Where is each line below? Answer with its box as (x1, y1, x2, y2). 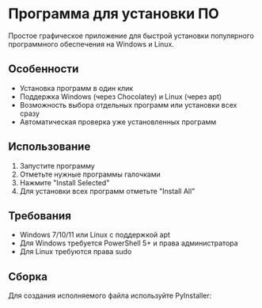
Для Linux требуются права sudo (19, 247, 132, 257)
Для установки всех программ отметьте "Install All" (19, 186, 196, 196)
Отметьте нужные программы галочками (19, 169, 161, 179)
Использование (8, 140, 91, 154)
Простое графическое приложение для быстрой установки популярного (8, 31, 255, 40)
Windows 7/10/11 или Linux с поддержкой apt (19, 230, 170, 240)
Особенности (8, 63, 79, 76)
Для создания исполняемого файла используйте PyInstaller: (8, 291, 212, 301)
